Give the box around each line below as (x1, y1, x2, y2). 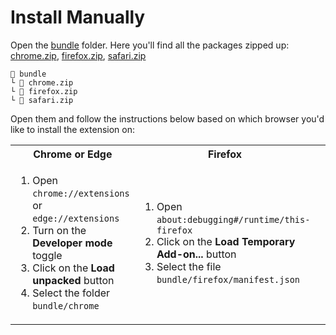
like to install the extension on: (10, 123, 135, 135)
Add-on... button (156, 247, 237, 261)
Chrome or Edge (33, 147, 113, 161)
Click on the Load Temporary (156, 234, 296, 248)
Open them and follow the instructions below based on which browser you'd (10, 112, 325, 125)
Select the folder (32, 286, 111, 300)
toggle (32, 248, 63, 262)
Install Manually (10, 6, 146, 29)
